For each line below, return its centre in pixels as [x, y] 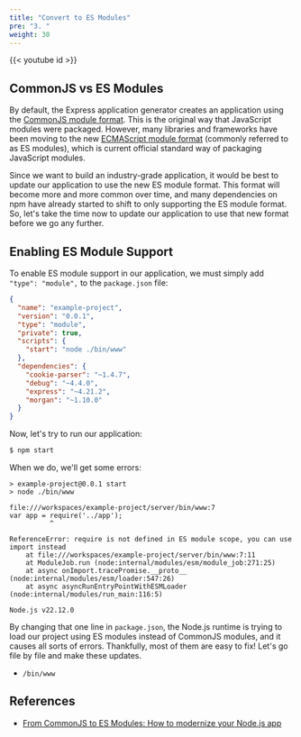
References [42, 701]
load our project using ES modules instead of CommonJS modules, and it [145, 637]
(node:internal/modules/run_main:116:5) [87, 595]
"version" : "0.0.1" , [56, 316]
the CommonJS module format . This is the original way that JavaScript [141, 120]
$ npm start [32, 450]
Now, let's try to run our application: [76, 434]
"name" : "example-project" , [70, 307]
